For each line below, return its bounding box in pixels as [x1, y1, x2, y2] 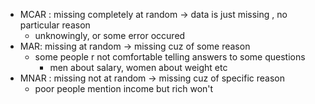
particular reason [19, 19, 91, 31]
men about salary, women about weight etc [49, 62, 228, 73]
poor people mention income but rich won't [34, 83, 214, 94]
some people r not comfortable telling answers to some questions [34, 51, 306, 63]
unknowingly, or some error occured [34, 30, 186, 41]
